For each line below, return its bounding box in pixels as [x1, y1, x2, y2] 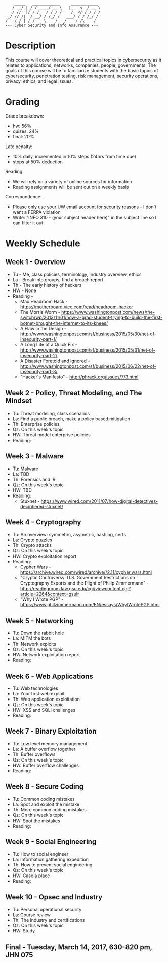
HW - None [12, 287, 36, 294]
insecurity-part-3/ [20, 368, 58, 374]
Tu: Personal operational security [12, 907, 82, 913]
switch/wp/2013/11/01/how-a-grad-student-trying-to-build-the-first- [20, 314, 163, 320]
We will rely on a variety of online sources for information [12, 178, 133, 184]
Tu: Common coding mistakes [12, 796, 75, 802]
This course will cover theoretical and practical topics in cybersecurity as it [5, 56, 162, 63]
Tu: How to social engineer [12, 851, 69, 857]
